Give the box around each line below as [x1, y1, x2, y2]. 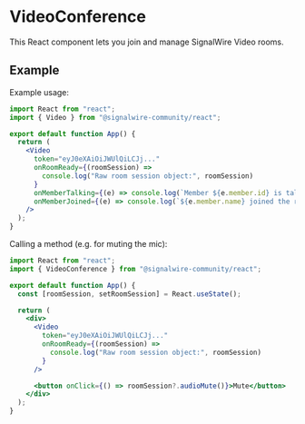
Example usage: [9, 86, 70, 97]
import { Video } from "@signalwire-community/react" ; [9, 113, 221, 122]
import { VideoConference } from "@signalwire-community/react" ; [9, 264, 261, 273]
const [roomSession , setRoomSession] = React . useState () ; [17, 289, 242, 299]
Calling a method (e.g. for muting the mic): [9, 239, 168, 249]
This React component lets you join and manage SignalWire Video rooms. [9, 36, 284, 47]
